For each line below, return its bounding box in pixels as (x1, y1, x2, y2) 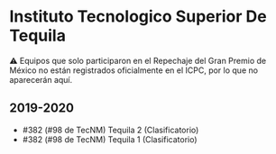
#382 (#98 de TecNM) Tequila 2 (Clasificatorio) (22, 124, 199, 135)
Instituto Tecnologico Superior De (9, 6, 268, 27)
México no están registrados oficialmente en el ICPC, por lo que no (9, 65, 259, 76)
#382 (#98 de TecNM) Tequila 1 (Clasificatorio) (22, 133, 198, 145)
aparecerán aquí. (9, 74, 73, 85)
